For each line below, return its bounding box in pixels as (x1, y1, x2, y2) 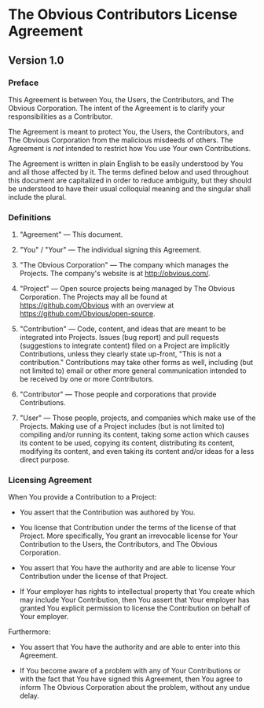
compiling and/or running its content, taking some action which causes (19, 430, 250, 440)
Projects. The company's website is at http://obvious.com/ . (19, 269, 211, 278)
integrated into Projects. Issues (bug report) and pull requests (19, 333, 219, 342)
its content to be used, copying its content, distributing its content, (19, 438, 235, 448)
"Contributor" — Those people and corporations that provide (19, 389, 217, 399)
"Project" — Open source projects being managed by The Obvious (19, 284, 236, 293)
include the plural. (8, 192, 67, 201)
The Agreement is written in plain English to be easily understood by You (8, 159, 244, 168)
